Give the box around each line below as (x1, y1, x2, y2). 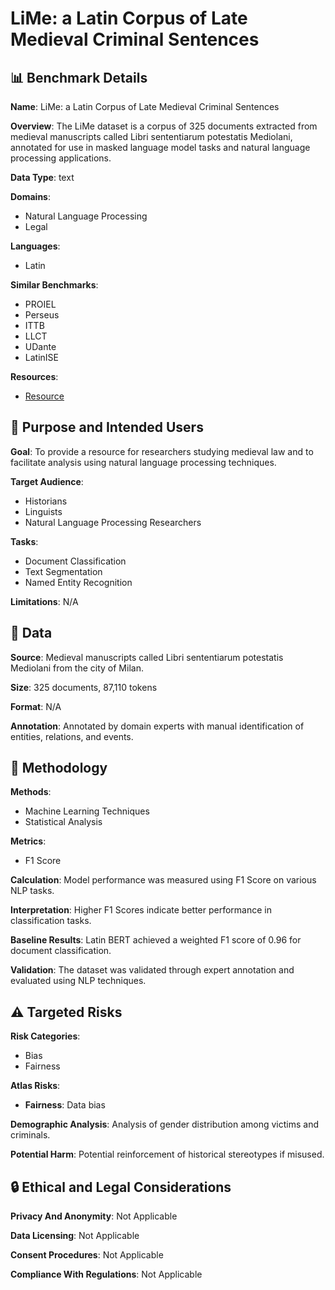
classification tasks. (10, 915, 92, 927)
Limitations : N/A (10, 595, 79, 607)
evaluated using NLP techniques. (10, 975, 147, 987)
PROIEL (24, 298, 57, 310)
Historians (24, 495, 68, 507)
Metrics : (10, 835, 47, 847)
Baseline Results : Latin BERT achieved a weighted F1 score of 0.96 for (10, 934, 302, 946)
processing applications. (10, 152, 112, 164)
